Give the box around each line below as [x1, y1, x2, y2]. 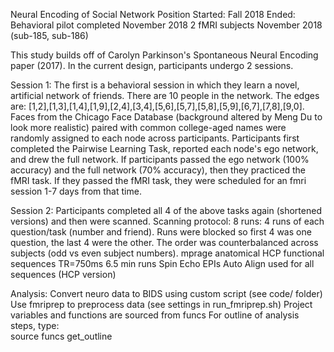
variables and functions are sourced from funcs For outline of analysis [10, 309, 300, 321]
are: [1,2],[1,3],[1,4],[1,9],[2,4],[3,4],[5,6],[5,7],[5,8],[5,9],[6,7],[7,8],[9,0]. [10, 100, 305, 112]
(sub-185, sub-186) [10, 30, 89, 41]
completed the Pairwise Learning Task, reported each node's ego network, [10, 143, 319, 154]
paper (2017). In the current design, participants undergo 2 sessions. [10, 60, 294, 71]
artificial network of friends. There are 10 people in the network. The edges [10, 90, 320, 101]
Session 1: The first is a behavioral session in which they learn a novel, [10, 79, 300, 91]
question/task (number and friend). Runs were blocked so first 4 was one [10, 226, 312, 238]
